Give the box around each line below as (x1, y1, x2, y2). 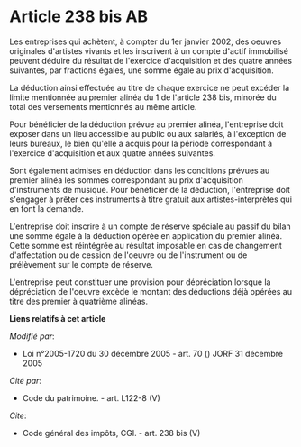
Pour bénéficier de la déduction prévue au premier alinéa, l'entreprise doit (9, 119, 284, 130)
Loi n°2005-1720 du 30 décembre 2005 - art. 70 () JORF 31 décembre (22, 348, 284, 359)
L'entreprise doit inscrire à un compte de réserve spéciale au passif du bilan (9, 221, 291, 232)
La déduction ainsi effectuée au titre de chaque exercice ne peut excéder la (9, 82, 290, 93)
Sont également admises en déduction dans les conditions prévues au (9, 165, 270, 176)
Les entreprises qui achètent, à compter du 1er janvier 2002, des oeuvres (9, 36, 282, 47)
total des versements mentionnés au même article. (9, 101, 197, 112)
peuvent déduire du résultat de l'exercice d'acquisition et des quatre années (9, 55, 293, 66)
